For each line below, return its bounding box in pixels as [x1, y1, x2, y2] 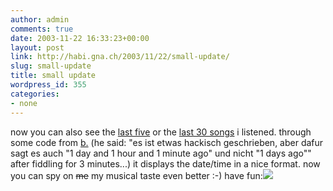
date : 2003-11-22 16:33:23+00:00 [10, 33, 150, 43]
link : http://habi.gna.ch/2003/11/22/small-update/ [10, 52, 230, 62]
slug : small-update [10, 61, 92, 71]
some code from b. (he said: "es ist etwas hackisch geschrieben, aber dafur [10, 136, 324, 148]
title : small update [10, 71, 97, 81]
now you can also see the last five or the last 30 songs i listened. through [10, 126, 312, 138]
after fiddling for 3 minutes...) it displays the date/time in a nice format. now [10, 157, 321, 170]
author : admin [10, 14, 70, 25]
